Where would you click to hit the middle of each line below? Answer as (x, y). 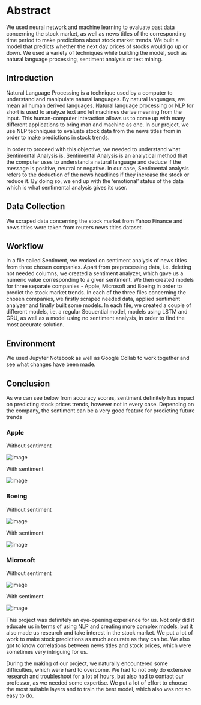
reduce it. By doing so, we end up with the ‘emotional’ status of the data (95, 181)
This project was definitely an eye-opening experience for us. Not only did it (100, 620)
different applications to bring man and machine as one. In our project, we (97, 125)
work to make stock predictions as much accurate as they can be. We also (98, 639)
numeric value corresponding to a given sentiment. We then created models (100, 280)
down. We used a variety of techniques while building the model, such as (97, 52)
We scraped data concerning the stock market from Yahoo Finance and (94, 221)
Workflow (25, 246)
